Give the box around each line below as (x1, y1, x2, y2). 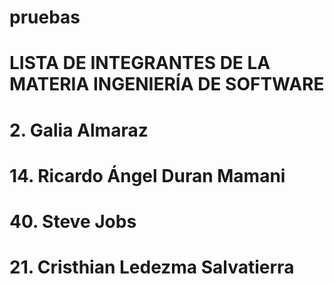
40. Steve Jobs (9, 210, 137, 233)
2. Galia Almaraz (9, 119, 149, 141)
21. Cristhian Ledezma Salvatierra (9, 256, 295, 279)
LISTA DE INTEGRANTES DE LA (9, 52, 271, 75)
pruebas (9, 6, 81, 29)
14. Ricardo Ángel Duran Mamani (9, 164, 286, 187)
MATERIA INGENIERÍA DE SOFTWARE (9, 73, 325, 96)
